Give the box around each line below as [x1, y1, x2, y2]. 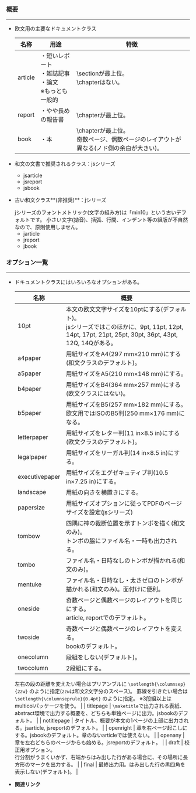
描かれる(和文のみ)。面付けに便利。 [66, 585, 164, 593]
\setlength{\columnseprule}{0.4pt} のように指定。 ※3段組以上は [14, 695, 172, 702]
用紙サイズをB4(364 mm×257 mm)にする [66, 380, 181, 389]
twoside [17, 633, 40, 641]
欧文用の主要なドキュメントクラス [14, 25, 97, 32]
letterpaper [17, 433, 48, 441]
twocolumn [17, 663, 48, 672]
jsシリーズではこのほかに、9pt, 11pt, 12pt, [66, 322, 184, 331]
